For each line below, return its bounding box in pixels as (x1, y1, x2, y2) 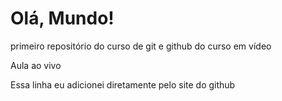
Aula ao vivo (10, 59, 62, 71)
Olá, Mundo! (10, 7, 115, 30)
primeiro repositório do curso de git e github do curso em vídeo (10, 40, 272, 52)
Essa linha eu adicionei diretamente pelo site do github (10, 78, 236, 91)
